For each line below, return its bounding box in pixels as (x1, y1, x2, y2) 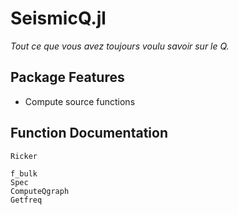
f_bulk (10, 168, 38, 179)
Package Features (10, 69, 125, 86)
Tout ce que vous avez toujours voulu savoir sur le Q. (10, 40, 230, 52)
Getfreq (10, 195, 43, 205)
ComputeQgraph (10, 186, 70, 196)
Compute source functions (24, 95, 136, 107)
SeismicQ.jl (10, 7, 107, 30)
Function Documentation (10, 125, 168, 142)
